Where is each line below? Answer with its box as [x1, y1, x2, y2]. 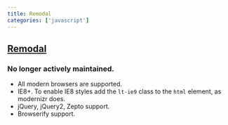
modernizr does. [17, 95, 65, 103]
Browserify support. [17, 110, 76, 118]
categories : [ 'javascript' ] [7, 17, 90, 24]
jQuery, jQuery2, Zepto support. [17, 103, 110, 111]
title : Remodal [7, 10, 52, 18]
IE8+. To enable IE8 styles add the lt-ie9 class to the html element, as [17, 87, 222, 96]
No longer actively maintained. [7, 64, 114, 74]
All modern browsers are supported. [17, 80, 123, 88]
